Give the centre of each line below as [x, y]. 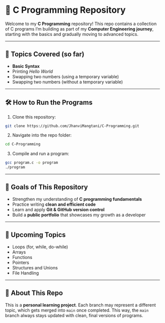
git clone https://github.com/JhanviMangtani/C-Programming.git [72, 126]
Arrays [19, 252]
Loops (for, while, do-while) [40, 247]
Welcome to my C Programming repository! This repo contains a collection [81, 24]
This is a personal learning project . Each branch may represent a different [81, 305]
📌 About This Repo [34, 293]
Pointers [21, 262]
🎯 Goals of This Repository [47, 187]
